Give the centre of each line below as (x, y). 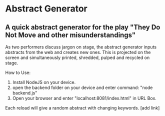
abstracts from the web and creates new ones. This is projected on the (78, 52)
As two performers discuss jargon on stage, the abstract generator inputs (81, 47)
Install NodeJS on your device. (44, 82)
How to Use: (18, 72)
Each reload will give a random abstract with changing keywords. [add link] (82, 108)
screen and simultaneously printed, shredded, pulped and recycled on (77, 57)
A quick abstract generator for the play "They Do (83, 27)
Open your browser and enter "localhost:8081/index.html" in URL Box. (84, 98)
